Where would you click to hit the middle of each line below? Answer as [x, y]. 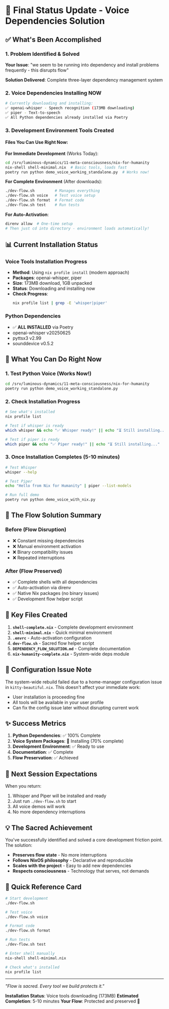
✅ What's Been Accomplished [53, 40]
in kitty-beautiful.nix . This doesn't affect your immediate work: [73, 687]
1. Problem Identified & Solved [43, 54]
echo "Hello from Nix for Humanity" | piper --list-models [68, 486]
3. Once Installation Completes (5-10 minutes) [63, 457]
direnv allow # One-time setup [39, 223]
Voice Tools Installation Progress [46, 261]
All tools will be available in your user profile [58, 702]
